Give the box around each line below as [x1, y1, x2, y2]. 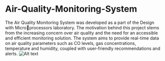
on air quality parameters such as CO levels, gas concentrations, [5, 40, 136, 46]
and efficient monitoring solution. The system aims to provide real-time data [5, 35, 159, 41]
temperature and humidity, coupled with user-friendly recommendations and [5, 45, 161, 51]
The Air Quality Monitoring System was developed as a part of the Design [5, 20, 155, 25]
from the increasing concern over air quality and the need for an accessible [5, 30, 158, 36]
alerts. [5, 50, 18, 57]
